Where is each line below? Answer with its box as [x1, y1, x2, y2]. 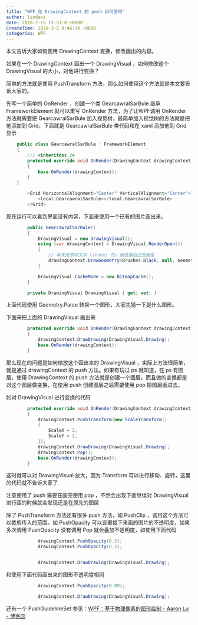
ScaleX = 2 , [48, 428, 78, 434]
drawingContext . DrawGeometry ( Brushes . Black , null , [48, 258, 176, 263]
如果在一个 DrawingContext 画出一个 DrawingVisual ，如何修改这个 [6, 60, 169, 67]
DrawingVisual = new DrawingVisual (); [37, 236, 133, 242]
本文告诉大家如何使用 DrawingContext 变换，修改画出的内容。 [6, 48, 157, 55]
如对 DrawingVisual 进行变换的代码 [6, 393, 91, 401]
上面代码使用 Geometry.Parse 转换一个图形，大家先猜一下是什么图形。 [6, 301, 178, 308]
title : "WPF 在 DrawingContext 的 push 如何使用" [6, 8, 125, 15]
